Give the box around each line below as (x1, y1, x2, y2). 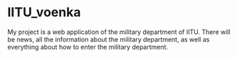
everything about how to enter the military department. (7, 42, 169, 51)
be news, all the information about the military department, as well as (7, 35, 210, 43)
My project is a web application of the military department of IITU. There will (7, 28, 231, 36)
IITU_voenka (7, 4, 81, 21)
